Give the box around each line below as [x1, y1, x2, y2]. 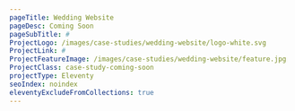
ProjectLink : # [9, 47, 66, 55]
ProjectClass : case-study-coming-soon [9, 64, 154, 73]
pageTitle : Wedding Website [9, 13, 115, 22]
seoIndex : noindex [9, 80, 78, 89]
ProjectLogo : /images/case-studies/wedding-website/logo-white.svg [9, 38, 267, 47]
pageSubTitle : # [9, 30, 70, 38]
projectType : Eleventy [9, 72, 94, 81]
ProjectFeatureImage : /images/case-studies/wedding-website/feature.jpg [9, 55, 287, 64]
